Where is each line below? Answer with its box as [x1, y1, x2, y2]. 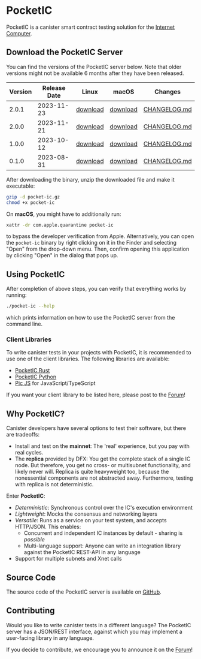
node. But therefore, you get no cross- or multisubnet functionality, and [14, 462, 191, 469]
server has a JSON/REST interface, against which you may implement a [6, 628, 182, 635]
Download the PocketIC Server [6, 47, 123, 58]
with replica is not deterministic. [14, 481, 94, 488]
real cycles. [14, 449, 44, 456]
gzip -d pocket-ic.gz [6, 194, 60, 200]
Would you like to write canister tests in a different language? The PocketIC [6, 621, 191, 628]
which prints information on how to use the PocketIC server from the [6, 314, 175, 321]
